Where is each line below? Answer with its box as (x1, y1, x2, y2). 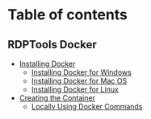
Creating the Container (19, 93, 96, 102)
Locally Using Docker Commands (31, 102, 143, 111)
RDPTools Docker (7, 38, 98, 51)
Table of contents (7, 6, 128, 24)
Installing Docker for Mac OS (31, 76, 128, 85)
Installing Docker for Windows (31, 68, 132, 77)
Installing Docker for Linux (31, 84, 119, 94)
